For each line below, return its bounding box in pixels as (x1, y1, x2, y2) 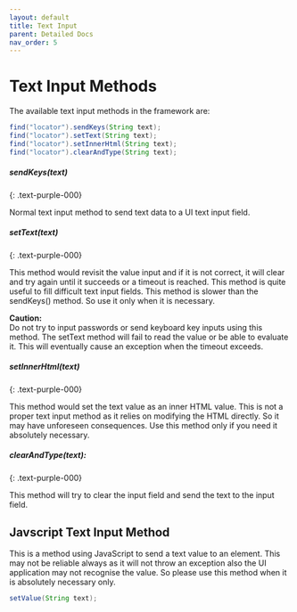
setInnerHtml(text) (9, 362, 80, 372)
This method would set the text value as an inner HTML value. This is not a (9, 401, 284, 412)
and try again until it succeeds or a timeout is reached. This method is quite (9, 276, 286, 287)
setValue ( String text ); (9, 594, 98, 603)
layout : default (9, 12, 70, 22)
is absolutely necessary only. (9, 576, 116, 588)
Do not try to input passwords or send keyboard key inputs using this (9, 322, 263, 332)
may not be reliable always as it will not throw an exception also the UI (9, 558, 267, 568)
